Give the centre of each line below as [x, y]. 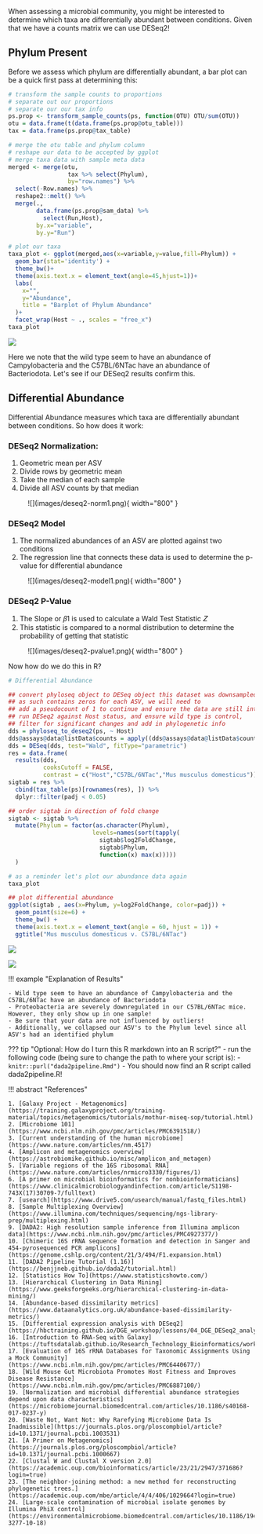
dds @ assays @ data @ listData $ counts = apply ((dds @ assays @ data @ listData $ [124, 738]
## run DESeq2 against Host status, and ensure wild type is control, [126, 717]
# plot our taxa [34, 247]
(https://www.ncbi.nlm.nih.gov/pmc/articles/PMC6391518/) [104, 1131]
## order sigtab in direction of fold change [83, 811]
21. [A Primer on [36, 1441]
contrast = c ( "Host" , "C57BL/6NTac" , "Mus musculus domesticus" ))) [151, 775]
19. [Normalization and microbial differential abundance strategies [124, 1392]
